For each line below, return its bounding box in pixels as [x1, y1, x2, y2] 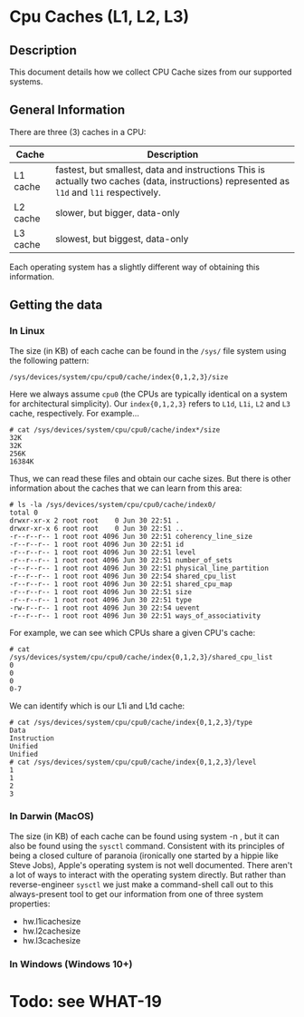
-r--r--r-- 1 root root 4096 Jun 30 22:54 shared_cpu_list [9, 572, 237, 581]
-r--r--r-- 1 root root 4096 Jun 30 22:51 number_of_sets [9, 555, 233, 564]
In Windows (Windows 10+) [9, 957, 133, 970]
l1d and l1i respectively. [55, 186, 161, 199]
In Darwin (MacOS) [9, 810, 95, 823]
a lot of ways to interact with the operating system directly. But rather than [9, 869, 287, 880]
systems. [9, 76, 43, 87]
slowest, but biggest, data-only [55, 232, 189, 245]
